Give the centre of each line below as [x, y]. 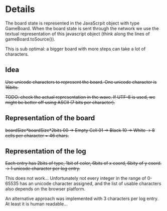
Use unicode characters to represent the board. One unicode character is [81, 82]
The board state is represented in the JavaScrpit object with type [72, 23]
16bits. [12, 87]
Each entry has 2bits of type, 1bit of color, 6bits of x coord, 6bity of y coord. [83, 163]
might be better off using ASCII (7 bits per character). [60, 102]
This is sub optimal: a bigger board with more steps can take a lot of [75, 49]
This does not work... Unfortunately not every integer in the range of [76, 178]
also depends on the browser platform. [45, 189]
